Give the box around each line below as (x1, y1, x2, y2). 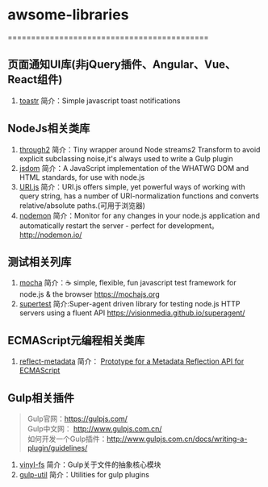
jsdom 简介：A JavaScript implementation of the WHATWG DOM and (19, 163, 249, 173)
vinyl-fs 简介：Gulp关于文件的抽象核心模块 (19, 460, 161, 469)
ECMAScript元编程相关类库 (7, 333, 145, 348)
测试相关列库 (7, 255, 72, 268)
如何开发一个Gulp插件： (27, 434, 107, 443)
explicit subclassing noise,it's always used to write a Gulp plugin (19, 153, 233, 163)
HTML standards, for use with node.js (19, 172, 145, 182)
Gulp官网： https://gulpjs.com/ (27, 414, 128, 423)
